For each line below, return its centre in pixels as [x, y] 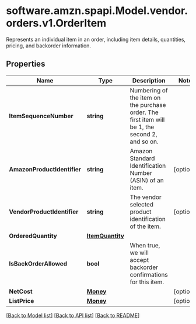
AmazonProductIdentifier [45, 169]
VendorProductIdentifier [44, 212]
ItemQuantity [105, 236]
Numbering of [149, 90]
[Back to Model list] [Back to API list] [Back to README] [73, 315]
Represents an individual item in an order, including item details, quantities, [96, 39]
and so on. [144, 142]
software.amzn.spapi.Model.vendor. [97, 11]
